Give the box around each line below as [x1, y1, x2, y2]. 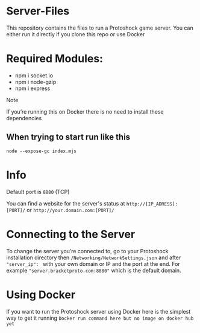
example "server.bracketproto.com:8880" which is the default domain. [6, 267, 182, 274]
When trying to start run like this [6, 132, 131, 143]
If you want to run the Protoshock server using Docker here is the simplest [6, 308, 191, 315]
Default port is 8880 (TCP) [6, 188, 70, 195]
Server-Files [6, 4, 70, 18]
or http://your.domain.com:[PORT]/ [27, 206, 114, 213]
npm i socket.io [14, 71, 53, 79]
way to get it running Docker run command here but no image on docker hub [6, 314, 194, 322]
